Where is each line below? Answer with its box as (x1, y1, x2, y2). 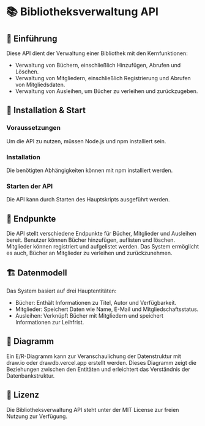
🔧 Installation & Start (6, 105, 86, 116)
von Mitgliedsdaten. (15, 81, 65, 88)
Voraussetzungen (6, 124, 61, 132)
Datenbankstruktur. (6, 372, 55, 379)
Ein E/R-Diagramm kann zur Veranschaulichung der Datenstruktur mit (6, 353, 182, 360)
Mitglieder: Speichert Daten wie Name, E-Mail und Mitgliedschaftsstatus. (15, 305, 199, 313)
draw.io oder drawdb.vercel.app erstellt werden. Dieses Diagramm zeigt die (6, 359, 197, 366)
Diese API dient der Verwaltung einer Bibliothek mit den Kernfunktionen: (6, 50, 188, 57)
